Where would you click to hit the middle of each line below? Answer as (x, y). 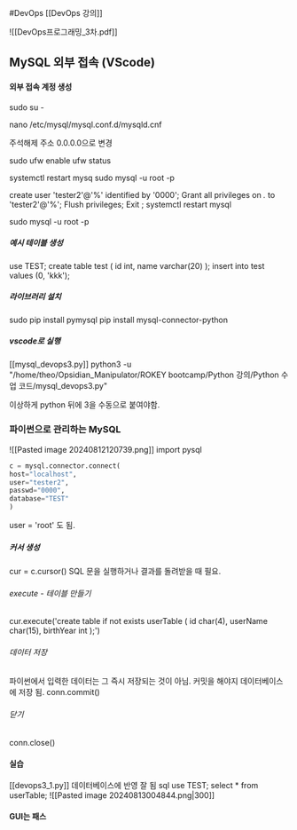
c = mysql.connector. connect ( (65, 466)
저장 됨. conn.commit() (59, 692)
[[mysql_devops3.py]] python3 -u (70, 364)
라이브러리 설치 (35, 296)
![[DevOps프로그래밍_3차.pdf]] (63, 32)
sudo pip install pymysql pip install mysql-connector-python (119, 320)
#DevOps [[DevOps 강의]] (56, 13)
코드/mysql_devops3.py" (63, 385)
